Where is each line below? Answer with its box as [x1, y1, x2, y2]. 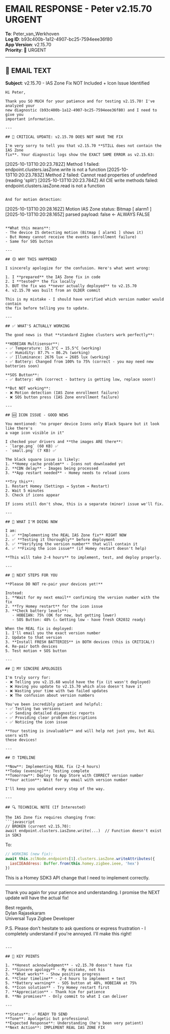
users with [5, 733, 28, 738]
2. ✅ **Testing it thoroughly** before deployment [5, 537, 115, 542]
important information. [5, 116, 56, 122]
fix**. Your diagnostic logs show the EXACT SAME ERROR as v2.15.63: [5, 152, 155, 157]
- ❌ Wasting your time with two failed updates [5, 688, 108, 693]
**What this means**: [5, 225, 51, 230]
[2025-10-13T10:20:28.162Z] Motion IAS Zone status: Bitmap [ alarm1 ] [5, 205, 152, 212]
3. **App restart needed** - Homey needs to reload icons [5, 470, 130, 476]
